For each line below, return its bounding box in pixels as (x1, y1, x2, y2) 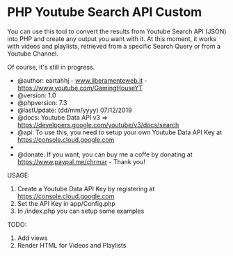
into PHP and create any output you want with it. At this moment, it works (7, 34, 217, 42)
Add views (17, 234, 48, 242)
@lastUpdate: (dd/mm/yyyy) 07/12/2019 (17, 106, 132, 114)
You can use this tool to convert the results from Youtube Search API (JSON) (7, 27, 227, 35)
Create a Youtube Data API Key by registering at (17, 184, 155, 193)
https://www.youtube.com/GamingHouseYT (17, 83, 143, 92)
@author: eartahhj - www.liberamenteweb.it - (17, 76, 147, 84)
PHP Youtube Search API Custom (7, 4, 202, 20)
